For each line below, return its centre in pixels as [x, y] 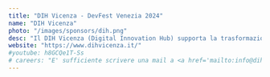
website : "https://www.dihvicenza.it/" [75, 46]
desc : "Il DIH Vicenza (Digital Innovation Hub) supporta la [113, 38]
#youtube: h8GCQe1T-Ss [46, 53]
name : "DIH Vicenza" [43, 23]
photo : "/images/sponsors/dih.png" [68, 30]
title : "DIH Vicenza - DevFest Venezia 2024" [86, 16]
